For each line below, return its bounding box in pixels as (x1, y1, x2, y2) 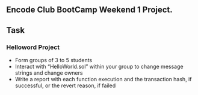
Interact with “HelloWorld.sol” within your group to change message (14, 63, 184, 71)
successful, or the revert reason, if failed (14, 82, 116, 89)
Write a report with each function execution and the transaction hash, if (14, 76, 192, 83)
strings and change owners (14, 69, 83, 76)
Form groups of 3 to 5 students (14, 57, 92, 64)
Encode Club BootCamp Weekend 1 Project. (6, 5, 173, 15)
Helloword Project (6, 43, 60, 51)
